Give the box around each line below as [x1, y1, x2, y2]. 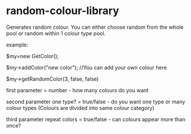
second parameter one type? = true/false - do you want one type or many [6, 98, 186, 105]
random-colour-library [6, 4, 120, 18]
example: [6, 41, 28, 48]
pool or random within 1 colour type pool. [6, 29, 106, 36]
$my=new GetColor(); [6, 52, 59, 59]
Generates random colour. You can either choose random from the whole [6, 24, 184, 31]
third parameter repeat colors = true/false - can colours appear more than [6, 116, 186, 123]
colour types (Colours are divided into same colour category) [6, 104, 155, 111]
